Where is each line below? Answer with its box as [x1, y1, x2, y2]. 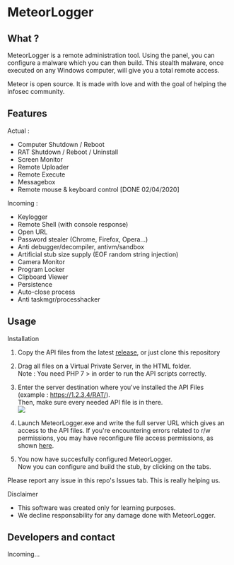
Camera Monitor [17, 257, 66, 266]
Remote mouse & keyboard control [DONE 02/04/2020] [17, 185, 180, 194]
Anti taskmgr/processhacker [17, 295, 100, 304]
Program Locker [17, 265, 65, 273]
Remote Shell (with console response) [17, 220, 129, 228]
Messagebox [17, 177, 56, 186]
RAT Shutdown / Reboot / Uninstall [17, 148, 119, 156]
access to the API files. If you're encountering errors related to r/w [17, 426, 211, 434]
